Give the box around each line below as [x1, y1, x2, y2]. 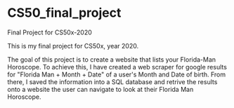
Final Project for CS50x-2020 [7, 28, 93, 36]
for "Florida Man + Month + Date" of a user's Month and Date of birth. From [7, 70, 226, 79]
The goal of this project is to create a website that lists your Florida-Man [7, 55, 216, 64]
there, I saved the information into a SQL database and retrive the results [7, 77, 218, 86]
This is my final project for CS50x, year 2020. [7, 41, 139, 50]
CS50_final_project [7, 5, 122, 21]
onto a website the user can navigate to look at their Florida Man [7, 85, 194, 93]
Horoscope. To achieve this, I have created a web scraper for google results [7, 62, 227, 71]
